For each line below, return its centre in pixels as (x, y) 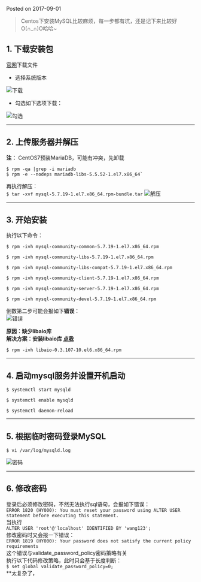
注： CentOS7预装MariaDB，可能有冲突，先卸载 (65, 158)
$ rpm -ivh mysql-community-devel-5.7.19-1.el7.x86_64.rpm (81, 299)
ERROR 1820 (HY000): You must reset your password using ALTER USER (93, 510)
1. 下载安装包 (30, 49)
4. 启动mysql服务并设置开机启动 (66, 376)
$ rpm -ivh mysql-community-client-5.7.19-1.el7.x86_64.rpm (83, 278)
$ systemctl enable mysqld (40, 400)
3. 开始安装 (27, 220)
